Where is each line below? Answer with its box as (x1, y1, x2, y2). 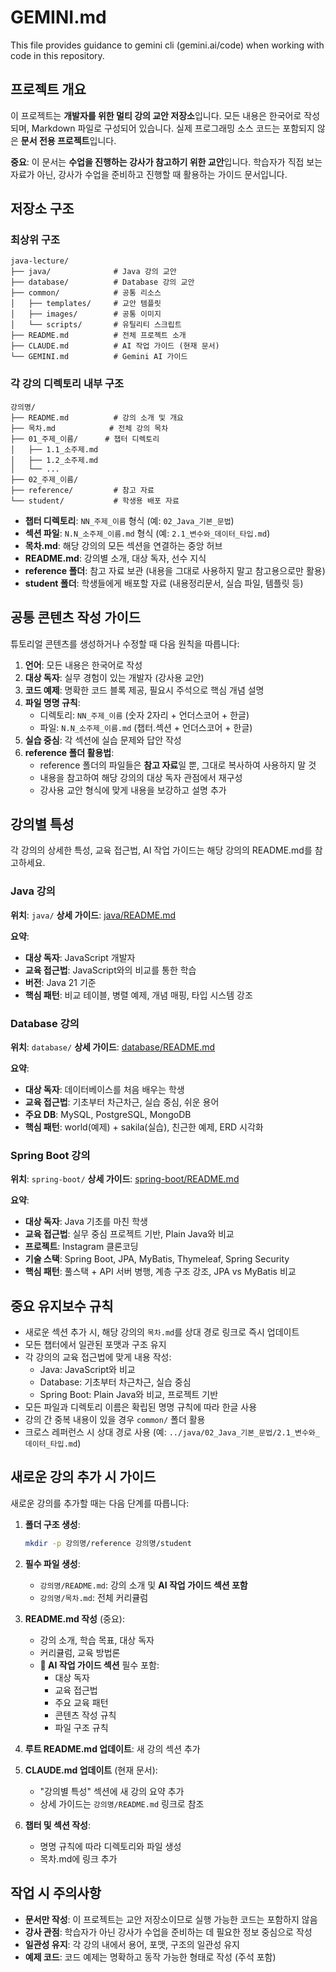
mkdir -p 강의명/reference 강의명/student (24, 1538, 192, 1548)
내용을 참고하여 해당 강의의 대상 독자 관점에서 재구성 (39, 771, 243, 783)
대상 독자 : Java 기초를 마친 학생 (24, 1216, 148, 1228)
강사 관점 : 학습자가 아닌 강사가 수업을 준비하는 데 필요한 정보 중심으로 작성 (24, 1926, 313, 1938)
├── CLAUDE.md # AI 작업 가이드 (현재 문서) (10, 341, 220, 351)
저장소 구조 (10, 201, 75, 218)
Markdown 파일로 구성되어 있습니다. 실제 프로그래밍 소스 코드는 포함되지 (31, 122, 315, 134)
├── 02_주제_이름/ (10, 474, 79, 485)
